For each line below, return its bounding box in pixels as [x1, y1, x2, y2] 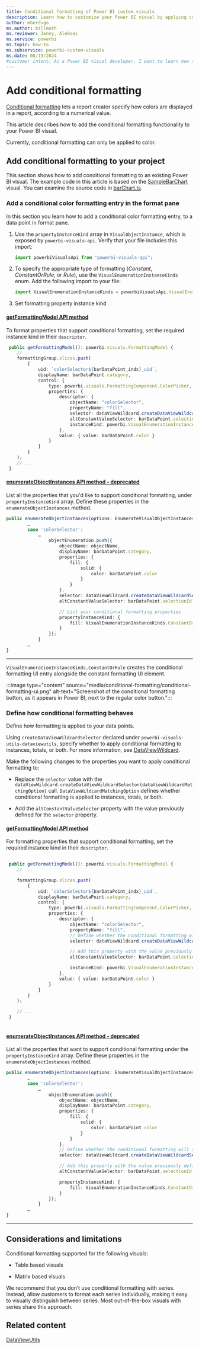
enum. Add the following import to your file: [14, 278, 121, 285]
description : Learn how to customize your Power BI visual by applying [6, 14, 187, 20]
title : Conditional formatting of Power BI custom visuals [6, 8, 155, 15]
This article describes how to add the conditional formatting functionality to [6, 121, 190, 128]
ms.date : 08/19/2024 [6, 53, 57, 59]
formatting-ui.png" [6, 688, 52, 695]
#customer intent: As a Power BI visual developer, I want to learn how [6, 58, 190, 64]
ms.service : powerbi [6, 36, 57, 42]
